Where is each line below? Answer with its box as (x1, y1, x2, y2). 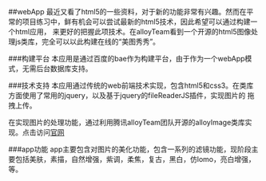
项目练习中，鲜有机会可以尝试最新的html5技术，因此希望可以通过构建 (22, 17, 251, 26)
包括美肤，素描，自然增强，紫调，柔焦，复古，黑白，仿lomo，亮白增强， (14, 155, 256, 163)
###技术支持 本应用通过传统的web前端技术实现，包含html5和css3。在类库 (8, 81, 254, 90)
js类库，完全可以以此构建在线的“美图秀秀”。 (14, 37, 161, 46)
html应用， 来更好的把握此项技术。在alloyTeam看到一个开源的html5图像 (14, 27, 252, 36)
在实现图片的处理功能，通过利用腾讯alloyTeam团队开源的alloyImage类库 (8, 118, 245, 127)
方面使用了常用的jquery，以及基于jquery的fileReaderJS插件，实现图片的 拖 (8, 91, 255, 100)
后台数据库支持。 (35, 64, 93, 73)
